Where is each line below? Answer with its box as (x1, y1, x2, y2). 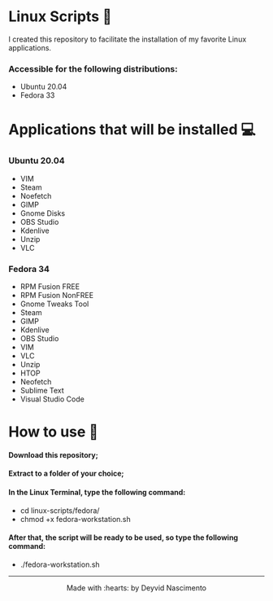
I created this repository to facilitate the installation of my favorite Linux (8, 34, 247, 44)
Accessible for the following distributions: (8, 63, 178, 74)
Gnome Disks (19, 208, 66, 218)
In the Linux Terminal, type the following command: (8, 487, 186, 497)
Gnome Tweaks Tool (19, 299, 89, 309)
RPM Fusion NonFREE (19, 291, 94, 300)
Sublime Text (19, 386, 65, 396)
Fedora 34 (8, 263, 50, 274)
